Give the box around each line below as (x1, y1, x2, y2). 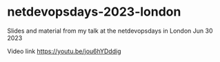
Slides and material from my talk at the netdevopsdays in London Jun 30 (7, 27, 213, 35)
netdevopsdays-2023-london (7, 4, 181, 20)
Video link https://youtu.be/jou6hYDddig (7, 47, 121, 55)
